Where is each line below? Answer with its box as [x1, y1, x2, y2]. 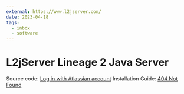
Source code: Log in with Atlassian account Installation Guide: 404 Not [6, 75, 178, 82]
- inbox [11, 25, 31, 31]
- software [11, 31, 38, 36]
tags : [6, 19, 19, 25]
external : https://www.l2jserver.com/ [6, 8, 101, 15]
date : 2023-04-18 [6, 14, 49, 20]
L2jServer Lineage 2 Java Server [6, 56, 169, 69]
